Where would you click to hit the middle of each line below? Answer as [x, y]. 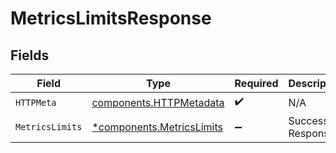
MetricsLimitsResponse [111, 18]
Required [256, 83]
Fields [30, 55]
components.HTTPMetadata [158, 102]
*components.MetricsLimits [157, 127]
